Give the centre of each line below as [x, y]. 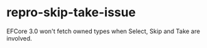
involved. [19, 38]
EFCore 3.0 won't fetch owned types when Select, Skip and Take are [103, 31]
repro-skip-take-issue [71, 13]
